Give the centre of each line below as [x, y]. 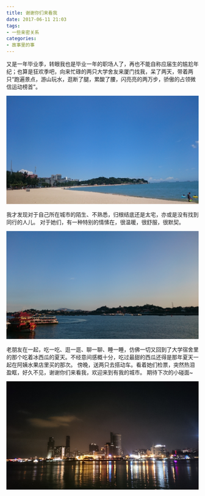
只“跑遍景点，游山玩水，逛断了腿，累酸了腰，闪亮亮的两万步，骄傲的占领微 [101, 79]
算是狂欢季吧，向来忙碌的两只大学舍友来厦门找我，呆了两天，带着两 [108, 71]
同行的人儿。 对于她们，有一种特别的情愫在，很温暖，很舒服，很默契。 [95, 222]
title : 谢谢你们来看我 [32, 13]
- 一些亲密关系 [23, 32]
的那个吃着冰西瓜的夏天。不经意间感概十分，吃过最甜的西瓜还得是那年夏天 [100, 357]
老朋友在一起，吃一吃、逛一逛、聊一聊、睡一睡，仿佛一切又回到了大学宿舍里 [103, 350]
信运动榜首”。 [24, 87]
